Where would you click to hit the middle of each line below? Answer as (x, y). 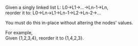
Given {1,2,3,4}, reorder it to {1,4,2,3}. (45, 38)
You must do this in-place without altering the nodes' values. (69, 23)
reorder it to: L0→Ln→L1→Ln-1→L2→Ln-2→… (53, 13)
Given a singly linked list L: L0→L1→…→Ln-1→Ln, (57, 7)
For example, (19, 32)
